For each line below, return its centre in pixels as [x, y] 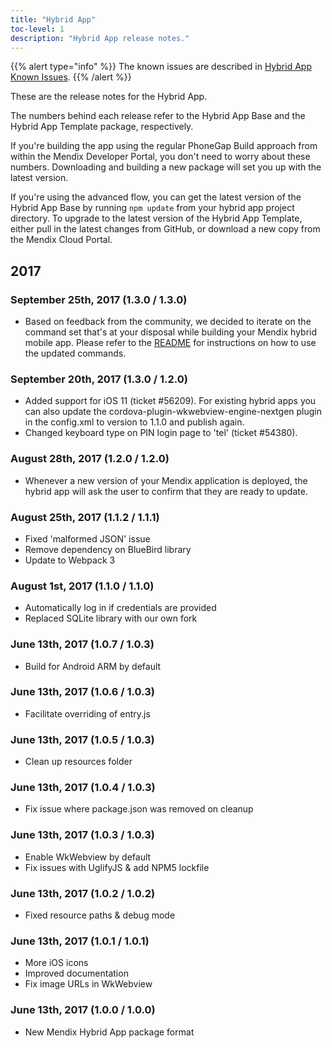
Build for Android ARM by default [93, 666]
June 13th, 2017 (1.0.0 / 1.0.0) [83, 1010]
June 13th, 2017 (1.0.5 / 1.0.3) [82, 739]
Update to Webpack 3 [70, 560]
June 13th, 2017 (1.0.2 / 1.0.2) [83, 893]
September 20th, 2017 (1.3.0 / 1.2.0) [99, 379]
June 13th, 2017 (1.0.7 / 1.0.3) [82, 644]
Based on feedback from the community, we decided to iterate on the [168, 322]
